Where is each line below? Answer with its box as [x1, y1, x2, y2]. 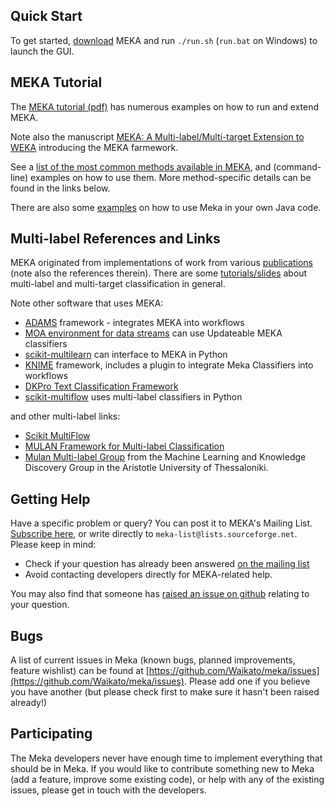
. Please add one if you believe [183, 675, 311, 688]
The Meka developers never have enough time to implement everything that [10, 752, 323, 764]
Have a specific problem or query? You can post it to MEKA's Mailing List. [10, 517, 313, 529]
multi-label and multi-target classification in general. [10, 278, 226, 290]
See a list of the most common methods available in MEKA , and [10, 160, 272, 173]
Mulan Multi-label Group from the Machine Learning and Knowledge [24, 451, 307, 463]
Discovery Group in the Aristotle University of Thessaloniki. [24, 462, 269, 474]
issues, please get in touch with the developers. [10, 784, 207, 796]
